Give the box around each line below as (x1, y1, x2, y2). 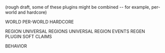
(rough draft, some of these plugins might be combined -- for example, (5, 4, 151, 10)
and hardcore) (17, 9, 47, 15)
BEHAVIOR (5, 43, 27, 49)
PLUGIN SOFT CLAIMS (5, 34, 52, 39)
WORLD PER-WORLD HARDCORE (5, 19, 74, 25)
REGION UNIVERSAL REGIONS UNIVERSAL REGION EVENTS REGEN (5, 28, 145, 34)
